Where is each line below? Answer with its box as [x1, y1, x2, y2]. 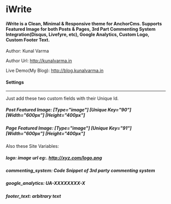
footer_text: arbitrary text [6, 193, 61, 199]
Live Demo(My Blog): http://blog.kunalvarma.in [6, 67, 104, 74]
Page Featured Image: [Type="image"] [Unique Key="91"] [6, 125, 132, 131]
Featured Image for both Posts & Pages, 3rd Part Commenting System [6, 26, 156, 32]
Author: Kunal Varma [6, 48, 49, 54]
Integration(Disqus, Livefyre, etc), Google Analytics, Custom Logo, [6, 31, 149, 37]
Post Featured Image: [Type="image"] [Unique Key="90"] [6, 107, 131, 113]
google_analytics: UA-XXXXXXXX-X [6, 180, 85, 186]
